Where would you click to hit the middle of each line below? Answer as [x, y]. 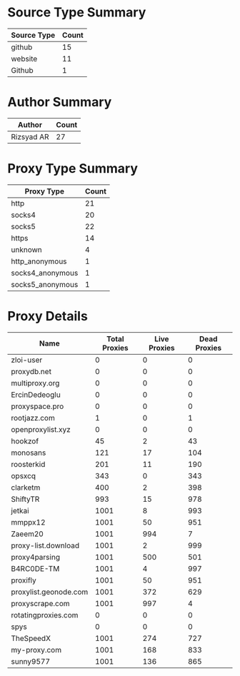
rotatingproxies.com [45, 615]
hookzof [25, 441]
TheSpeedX [31, 638]
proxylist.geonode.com [50, 592]
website [24, 59]
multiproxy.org [35, 383]
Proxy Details [47, 316]
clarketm [26, 488]
